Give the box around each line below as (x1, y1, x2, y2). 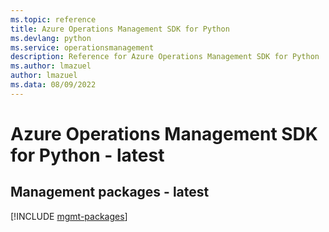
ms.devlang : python (10, 33, 92, 43)
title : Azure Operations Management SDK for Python (10, 24, 230, 34)
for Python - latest (10, 144, 165, 166)
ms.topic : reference (10, 14, 97, 25)
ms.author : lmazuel (10, 61, 92, 71)
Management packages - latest (10, 184, 210, 201)
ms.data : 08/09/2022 (10, 80, 97, 90)
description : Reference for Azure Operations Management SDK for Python (10, 52, 320, 62)
